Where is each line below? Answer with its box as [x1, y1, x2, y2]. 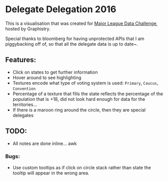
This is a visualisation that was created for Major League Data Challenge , [5, 20, 158, 26]
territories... [12, 101, 37, 107]
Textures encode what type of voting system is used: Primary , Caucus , [12, 80, 158, 86]
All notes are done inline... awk [12, 140, 77, 147]
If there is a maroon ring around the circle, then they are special [12, 106, 146, 113]
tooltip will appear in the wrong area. [12, 170, 90, 176]
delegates [12, 112, 34, 118]
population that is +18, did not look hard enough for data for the [12, 96, 146, 102]
